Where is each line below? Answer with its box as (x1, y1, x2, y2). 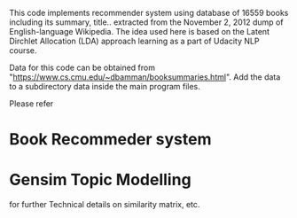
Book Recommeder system (9, 129, 212, 150)
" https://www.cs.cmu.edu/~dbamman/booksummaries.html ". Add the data (9, 72, 281, 82)
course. (9, 45, 37, 56)
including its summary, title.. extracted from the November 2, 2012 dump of (9, 17, 284, 27)
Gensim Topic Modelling (9, 170, 192, 190)
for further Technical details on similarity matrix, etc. (9, 199, 200, 210)
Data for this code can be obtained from (9, 62, 155, 73)
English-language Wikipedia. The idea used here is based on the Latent (9, 27, 270, 36)
